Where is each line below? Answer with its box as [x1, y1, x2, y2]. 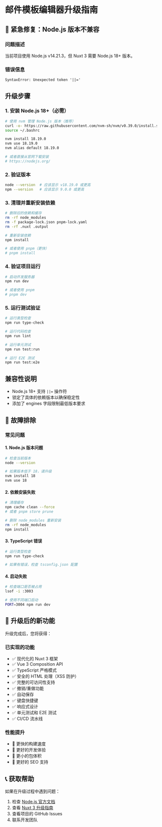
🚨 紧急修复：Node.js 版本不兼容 [5, 25, 100, 33]
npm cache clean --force [5, 505, 55, 510]
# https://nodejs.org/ [5, 158, 51, 164]
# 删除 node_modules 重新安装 [5, 518, 61, 523]
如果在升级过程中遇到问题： [5, 788, 60, 795]
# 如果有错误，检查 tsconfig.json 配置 [5, 562, 78, 567]
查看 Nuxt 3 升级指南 [12, 805, 54, 811]
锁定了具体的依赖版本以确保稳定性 [12, 394, 80, 400]
